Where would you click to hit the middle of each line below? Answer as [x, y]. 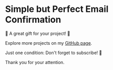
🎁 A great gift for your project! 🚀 [38, 33]
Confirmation [33, 20]
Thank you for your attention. [35, 62]
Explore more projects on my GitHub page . [49, 43]
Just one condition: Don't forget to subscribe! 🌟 [54, 53]
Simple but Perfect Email [57, 9]
